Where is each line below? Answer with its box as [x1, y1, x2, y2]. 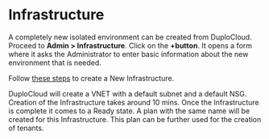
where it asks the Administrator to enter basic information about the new [8, 49, 249, 59]
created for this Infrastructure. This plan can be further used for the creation [8, 114, 262, 124]
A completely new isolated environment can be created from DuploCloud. [8, 32, 252, 42]
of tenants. [8, 123, 44, 133]
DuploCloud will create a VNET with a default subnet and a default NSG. [8, 88, 247, 98]
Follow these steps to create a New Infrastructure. [8, 73, 175, 83]
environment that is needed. [8, 58, 102, 67]
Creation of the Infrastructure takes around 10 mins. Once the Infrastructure [8, 97, 259, 107]
